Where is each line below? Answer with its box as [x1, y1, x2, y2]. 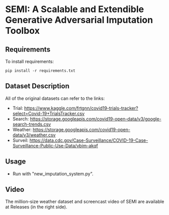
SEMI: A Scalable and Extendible [5, 4, 144, 15]
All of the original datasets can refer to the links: [5, 95, 105, 101]
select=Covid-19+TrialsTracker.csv [12, 110, 85, 117]
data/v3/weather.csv [12, 132, 56, 138]
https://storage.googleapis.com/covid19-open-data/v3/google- [30, 116, 161, 122]
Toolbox [5, 25, 40, 36]
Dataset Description [5, 82, 70, 90]
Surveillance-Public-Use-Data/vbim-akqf [12, 142, 98, 148]
